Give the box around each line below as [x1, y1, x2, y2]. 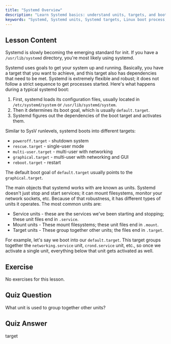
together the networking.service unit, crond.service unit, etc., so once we [5, 242, 161, 249]
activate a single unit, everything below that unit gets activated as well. [5, 248, 154, 254]
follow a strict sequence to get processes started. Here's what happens [5, 81, 155, 87]
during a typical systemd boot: [5, 86, 70, 92]
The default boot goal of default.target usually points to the [5, 169, 133, 176]
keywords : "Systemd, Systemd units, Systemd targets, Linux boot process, [5, 17, 167, 22]
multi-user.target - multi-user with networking [12, 149, 113, 155]
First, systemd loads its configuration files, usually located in [12, 96, 140, 103]
